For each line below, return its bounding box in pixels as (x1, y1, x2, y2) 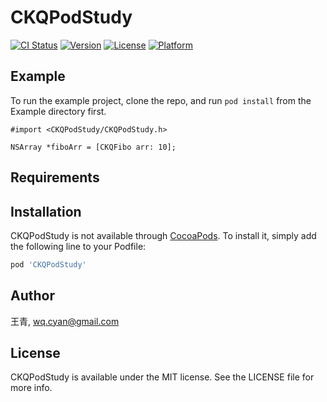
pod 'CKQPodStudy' (10, 259, 87, 270)
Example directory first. (10, 105, 107, 117)
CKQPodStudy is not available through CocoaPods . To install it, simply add (10, 229, 317, 241)
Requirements (10, 169, 100, 186)
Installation (10, 203, 82, 220)
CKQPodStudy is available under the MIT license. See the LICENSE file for (10, 371, 315, 383)
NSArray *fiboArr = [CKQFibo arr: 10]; (10, 142, 177, 152)
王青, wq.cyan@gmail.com (10, 315, 120, 327)
